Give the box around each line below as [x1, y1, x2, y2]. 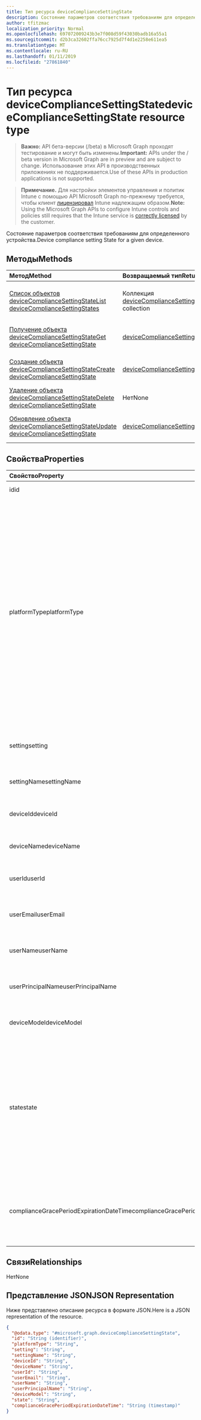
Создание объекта [9, 358, 64, 366]
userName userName [9, 946, 68, 955]
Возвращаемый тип [122, 271, 182, 280]
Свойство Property [9, 472, 65, 480]
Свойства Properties [6, 454, 85, 464]
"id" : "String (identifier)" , [11, 1335, 87, 1342]
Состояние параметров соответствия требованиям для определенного [6, 230, 190, 237]
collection [122, 304, 151, 313]
